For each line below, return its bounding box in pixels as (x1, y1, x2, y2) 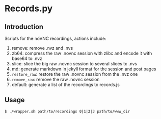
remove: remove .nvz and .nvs (11, 45, 73, 51)
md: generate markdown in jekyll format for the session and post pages (11, 66, 157, 72)
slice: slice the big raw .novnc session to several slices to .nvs (11, 61, 137, 66)
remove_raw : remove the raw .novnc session (11, 77, 100, 82)
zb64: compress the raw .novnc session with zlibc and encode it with (11, 50, 152, 56)
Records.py (4, 3, 53, 14)
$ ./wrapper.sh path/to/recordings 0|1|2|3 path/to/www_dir (4, 109, 131, 114)
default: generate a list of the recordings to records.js (11, 82, 120, 88)
